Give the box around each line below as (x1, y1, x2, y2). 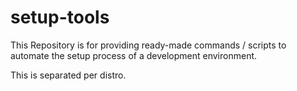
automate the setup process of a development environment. (10, 49, 258, 61)
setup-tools (10, 6, 110, 29)
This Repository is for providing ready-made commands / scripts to (10, 39, 287, 51)
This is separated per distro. (10, 69, 127, 81)
